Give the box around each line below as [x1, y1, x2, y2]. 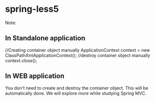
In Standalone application [5, 34, 85, 42]
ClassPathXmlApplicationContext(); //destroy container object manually [5, 52, 151, 58]
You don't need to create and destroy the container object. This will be [5, 85, 149, 91]
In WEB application [5, 72, 65, 80]
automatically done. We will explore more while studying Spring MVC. [5, 90, 147, 96]
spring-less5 [5, 3, 59, 15]
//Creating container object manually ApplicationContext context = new [5, 47, 150, 53]
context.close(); [5, 58, 38, 64]
